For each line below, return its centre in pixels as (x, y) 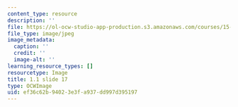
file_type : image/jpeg (41, 33)
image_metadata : (31, 40)
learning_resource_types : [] (50, 66)
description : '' (31, 20)
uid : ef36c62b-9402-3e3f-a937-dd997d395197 (73, 92)
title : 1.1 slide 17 (38, 79)
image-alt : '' (34, 60)
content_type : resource (42, 14)
